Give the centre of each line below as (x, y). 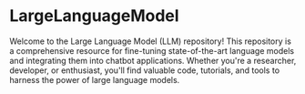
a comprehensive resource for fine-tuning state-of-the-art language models (152, 50)
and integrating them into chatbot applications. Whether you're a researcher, (153, 60)
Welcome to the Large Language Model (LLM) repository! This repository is (150, 41)
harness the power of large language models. (95, 79)
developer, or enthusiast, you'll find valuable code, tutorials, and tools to (145, 70)
